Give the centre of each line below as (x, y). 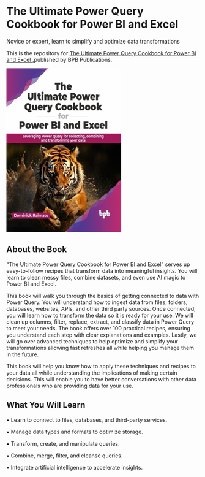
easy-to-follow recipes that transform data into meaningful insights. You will (102, 270)
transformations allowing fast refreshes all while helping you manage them (100, 348)
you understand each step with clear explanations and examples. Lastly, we (102, 335)
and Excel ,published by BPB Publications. (59, 59)
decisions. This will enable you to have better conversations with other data (102, 379)
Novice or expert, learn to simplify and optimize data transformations (93, 41)
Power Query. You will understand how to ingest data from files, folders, (97, 302)
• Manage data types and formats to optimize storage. (75, 432)
